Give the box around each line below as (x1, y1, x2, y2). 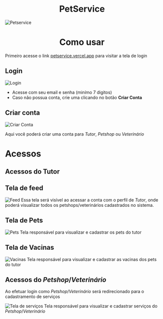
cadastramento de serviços (5, 294, 60, 299)
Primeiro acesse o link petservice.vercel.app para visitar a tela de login (5, 53, 147, 59)
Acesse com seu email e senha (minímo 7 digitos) (12, 89, 112, 95)
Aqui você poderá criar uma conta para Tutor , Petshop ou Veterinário (5, 131, 144, 137)
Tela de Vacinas (5, 243, 55, 252)
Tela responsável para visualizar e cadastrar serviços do (44, 303, 158, 309)
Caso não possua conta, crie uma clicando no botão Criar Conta (12, 94, 143, 100)
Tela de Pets (5, 216, 43, 225)
